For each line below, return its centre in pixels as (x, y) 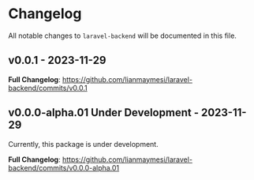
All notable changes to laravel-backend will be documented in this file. (122, 36)
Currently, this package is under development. (84, 144)
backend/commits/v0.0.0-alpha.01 (64, 167)
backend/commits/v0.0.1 (48, 88)
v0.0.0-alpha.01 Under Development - (104, 112)
